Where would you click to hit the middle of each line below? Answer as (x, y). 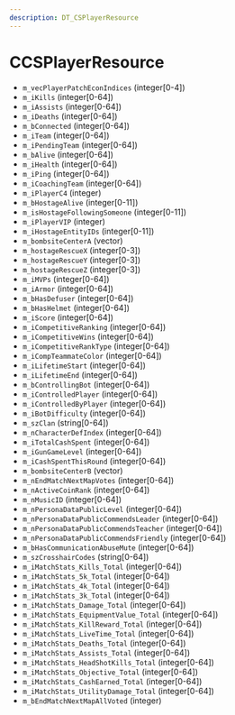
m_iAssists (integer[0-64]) (72, 106)
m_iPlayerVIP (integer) (64, 221)
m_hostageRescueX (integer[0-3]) (81, 250)
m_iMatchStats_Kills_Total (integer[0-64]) (102, 566)
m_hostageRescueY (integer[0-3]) (81, 260)
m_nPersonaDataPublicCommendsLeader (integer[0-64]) (120, 518)
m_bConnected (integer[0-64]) (76, 125)
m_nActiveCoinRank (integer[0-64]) (86, 490)
